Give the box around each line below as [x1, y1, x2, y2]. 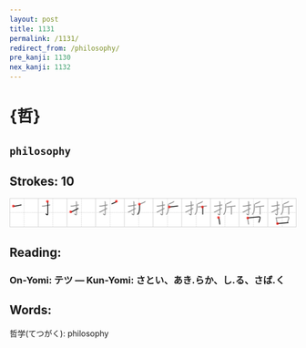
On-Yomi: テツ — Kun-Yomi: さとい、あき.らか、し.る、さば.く [9, 273, 285, 286]
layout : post [9, 15, 59, 24]
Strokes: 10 [9, 173, 75, 189]
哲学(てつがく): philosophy [9, 328, 109, 339]
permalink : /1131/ [9, 34, 79, 43]
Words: [9, 302, 52, 318]
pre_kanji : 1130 [9, 53, 71, 63]
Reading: [9, 244, 62, 260]
